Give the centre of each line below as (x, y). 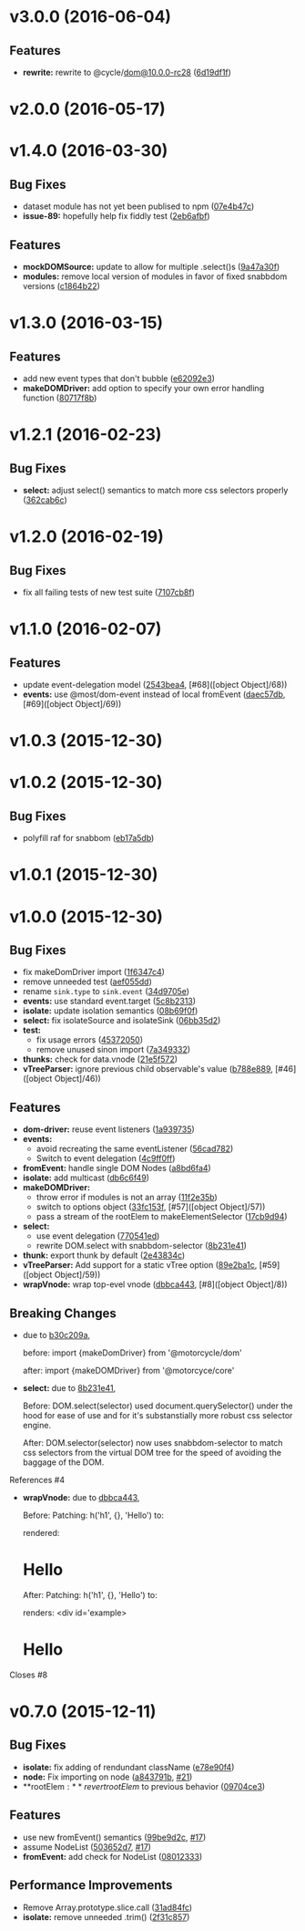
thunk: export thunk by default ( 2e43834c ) (104, 1255)
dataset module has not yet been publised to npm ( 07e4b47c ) (138, 206)
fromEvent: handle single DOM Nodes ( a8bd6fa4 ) (117, 1168)
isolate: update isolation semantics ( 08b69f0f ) (110, 1011)
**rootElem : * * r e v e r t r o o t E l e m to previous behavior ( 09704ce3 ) (144, 1786)
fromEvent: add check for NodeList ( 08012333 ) (112, 1856)
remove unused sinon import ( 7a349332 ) (113, 1050)
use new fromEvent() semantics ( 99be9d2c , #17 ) (114, 1837)
